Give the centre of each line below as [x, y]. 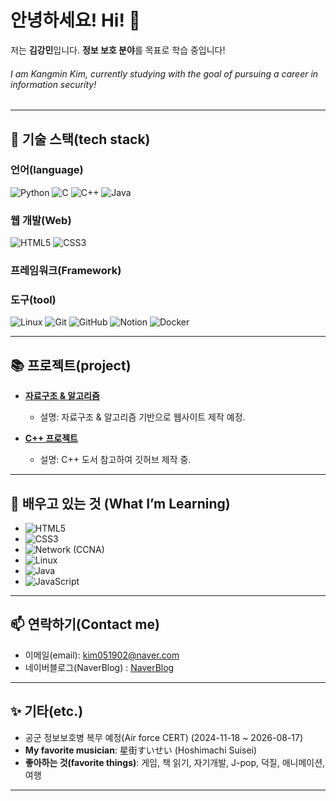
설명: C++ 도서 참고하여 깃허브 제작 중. [115, 460]
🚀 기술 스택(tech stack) [80, 139]
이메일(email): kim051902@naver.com [102, 655]
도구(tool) [33, 299]
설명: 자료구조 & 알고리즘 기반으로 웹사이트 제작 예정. [142, 417]
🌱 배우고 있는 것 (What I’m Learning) [120, 503]
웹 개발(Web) [41, 220]
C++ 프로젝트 [51, 438]
